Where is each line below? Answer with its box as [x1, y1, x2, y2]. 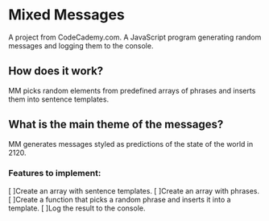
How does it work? [8, 65, 104, 78]
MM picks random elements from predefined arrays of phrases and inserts [8, 85, 256, 95]
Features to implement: [8, 168, 101, 179]
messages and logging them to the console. [8, 40, 154, 50]
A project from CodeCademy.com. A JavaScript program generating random [8, 32, 262, 42]
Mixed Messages [8, 6, 125, 24]
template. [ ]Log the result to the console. [8, 203, 146, 213]
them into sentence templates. [8, 94, 110, 104]
